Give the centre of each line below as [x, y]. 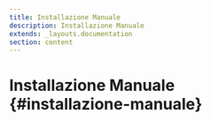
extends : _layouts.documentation [71, 34]
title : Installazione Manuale [65, 17]
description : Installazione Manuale [77, 26]
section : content [41, 42]
